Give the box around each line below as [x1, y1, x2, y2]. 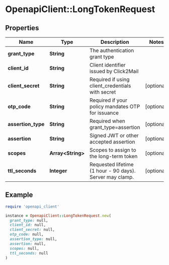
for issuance [90, 109, 119, 116]
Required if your [90, 97, 127, 104]
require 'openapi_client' [5, 204, 59, 209]
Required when [90, 117, 126, 124]
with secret [90, 89, 116, 95]
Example [5, 190, 33, 200]
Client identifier [90, 61, 126, 69]
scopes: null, [10, 246, 39, 251]
